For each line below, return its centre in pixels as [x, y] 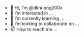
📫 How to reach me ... [34, 29]
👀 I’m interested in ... [32, 13]
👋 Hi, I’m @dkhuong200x [36, 8]
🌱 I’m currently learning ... [37, 18]
